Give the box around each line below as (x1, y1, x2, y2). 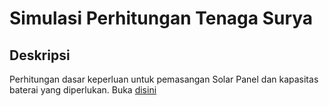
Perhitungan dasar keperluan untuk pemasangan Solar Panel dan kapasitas (9, 73, 319, 85)
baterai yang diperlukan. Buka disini (9, 84, 157, 96)
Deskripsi (9, 47, 71, 64)
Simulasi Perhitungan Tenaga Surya (9, 7, 314, 30)
